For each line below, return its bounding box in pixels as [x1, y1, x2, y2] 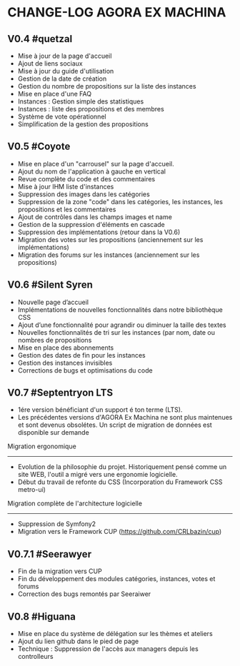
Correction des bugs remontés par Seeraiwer [17, 590, 151, 598]
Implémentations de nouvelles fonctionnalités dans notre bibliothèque [17, 305, 223, 314]
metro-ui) [17, 485, 46, 494]
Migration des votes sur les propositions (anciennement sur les [17, 235, 204, 243]
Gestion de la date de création [17, 74, 107, 83]
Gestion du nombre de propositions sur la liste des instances [17, 82, 196, 90]
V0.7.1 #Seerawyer [7, 548, 91, 560]
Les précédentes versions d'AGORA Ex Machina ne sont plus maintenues [17, 413, 233, 422]
